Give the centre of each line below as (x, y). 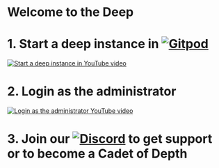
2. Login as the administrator (92, 92)
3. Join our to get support (110, 139)
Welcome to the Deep (71, 12)
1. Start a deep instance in (83, 44)
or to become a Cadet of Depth (97, 154)
